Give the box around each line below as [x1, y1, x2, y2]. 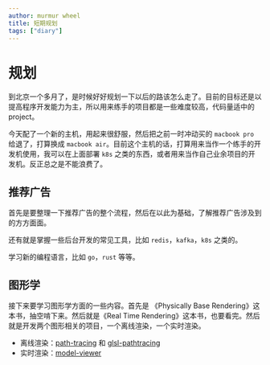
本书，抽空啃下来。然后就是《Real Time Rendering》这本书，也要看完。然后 [8, 310, 260, 320]
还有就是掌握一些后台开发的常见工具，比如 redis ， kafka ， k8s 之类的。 [8, 235, 243, 245]
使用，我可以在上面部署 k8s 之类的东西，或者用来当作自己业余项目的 [22, 150, 249, 159]
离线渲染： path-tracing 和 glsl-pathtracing [19, 338, 161, 347]
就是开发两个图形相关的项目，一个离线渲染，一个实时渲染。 [8, 321, 206, 330]
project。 [8, 112, 39, 121]
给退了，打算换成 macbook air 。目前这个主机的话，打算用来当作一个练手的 [8, 139, 255, 149]
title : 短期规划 [8, 19, 58, 27]
